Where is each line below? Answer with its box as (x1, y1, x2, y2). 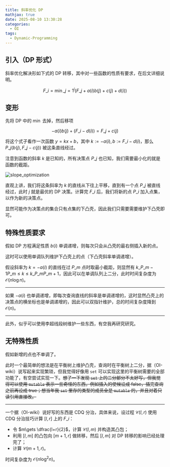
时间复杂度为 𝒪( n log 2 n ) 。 (5, 455, 58, 462)
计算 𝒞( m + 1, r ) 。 (12, 445, 49, 451)
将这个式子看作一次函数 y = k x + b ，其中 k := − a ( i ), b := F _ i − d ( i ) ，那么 (5, 138, 154, 144)
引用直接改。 (9, 394, 36, 400)
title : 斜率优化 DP (5, 7, 44, 13)
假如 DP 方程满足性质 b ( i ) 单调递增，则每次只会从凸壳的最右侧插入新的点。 (5, 243, 161, 249)
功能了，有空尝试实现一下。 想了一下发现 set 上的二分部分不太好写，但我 (5, 374, 157, 380)
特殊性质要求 (5, 228, 46, 237)
